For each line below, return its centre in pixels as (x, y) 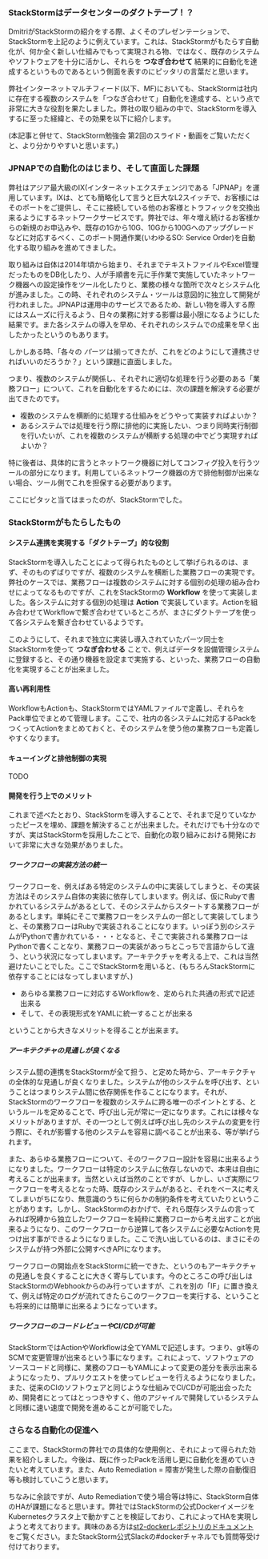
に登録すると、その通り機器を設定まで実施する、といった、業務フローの (127, 659)
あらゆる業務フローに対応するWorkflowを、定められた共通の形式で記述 (137, 993)
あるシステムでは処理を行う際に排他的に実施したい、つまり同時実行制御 (139, 425)
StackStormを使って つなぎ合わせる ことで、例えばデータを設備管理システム (134, 649)
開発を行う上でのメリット (50, 796)
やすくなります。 (36, 738)
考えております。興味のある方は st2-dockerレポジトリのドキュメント (142, 1526)
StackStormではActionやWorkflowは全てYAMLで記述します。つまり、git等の (134, 1348)
